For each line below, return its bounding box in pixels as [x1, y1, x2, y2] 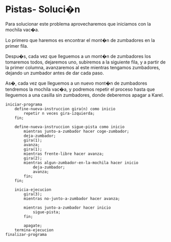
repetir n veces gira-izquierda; [24, 111, 95, 116]
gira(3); [24, 191, 42, 197]
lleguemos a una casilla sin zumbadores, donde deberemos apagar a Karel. [5, 92, 164, 98]
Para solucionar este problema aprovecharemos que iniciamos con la [5, 21, 151, 27]
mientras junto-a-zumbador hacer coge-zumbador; [24, 129, 130, 134]
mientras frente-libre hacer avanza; [24, 151, 104, 156]
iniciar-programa [5, 102, 42, 107]
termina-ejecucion [14, 227, 54, 233]
